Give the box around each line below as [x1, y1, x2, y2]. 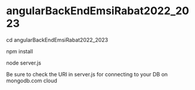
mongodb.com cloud [6, 77, 58, 84]
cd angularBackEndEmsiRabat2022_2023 [6, 36, 109, 43]
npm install [6, 47, 33, 54]
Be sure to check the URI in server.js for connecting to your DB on [6, 70, 168, 78]
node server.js [6, 59, 42, 66]
